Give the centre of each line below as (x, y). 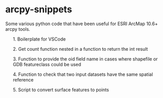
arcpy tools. (18, 29)
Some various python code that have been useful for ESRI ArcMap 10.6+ (81, 24)
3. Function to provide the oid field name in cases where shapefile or (85, 59)
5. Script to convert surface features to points (61, 90)
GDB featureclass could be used (47, 64)
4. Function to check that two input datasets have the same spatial (83, 74)
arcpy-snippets (39, 9)
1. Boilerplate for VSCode (39, 39)
